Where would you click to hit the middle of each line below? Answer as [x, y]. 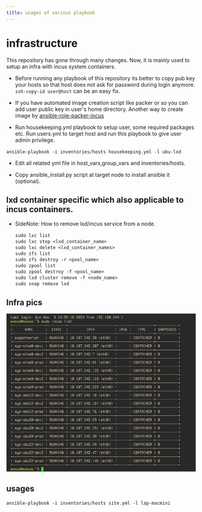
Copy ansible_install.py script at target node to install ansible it [92, 174]
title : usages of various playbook [51, 13]
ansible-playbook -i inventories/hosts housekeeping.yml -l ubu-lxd [94, 152]
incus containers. [40, 209]
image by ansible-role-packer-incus [59, 115]
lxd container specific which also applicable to [95, 200]
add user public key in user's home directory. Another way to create [99, 109]
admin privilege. [35, 140]
